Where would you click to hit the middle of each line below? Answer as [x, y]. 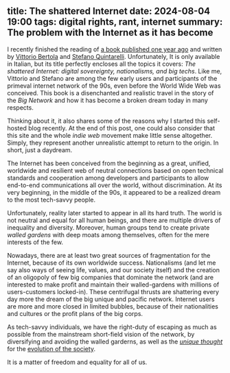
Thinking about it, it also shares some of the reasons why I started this [106, 121]
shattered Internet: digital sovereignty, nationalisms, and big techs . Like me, [115, 71]
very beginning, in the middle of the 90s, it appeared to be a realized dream [114, 192]
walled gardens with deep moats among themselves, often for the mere [108, 234]
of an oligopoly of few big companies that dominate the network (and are [111, 277]
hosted [17, 128]
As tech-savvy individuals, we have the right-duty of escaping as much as [112, 327]
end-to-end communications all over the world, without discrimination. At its [115, 185]
